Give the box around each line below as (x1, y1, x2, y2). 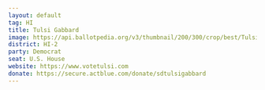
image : (8, 33, 30, 41)
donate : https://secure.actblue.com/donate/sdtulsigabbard (8, 70, 207, 77)
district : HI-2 (8, 41, 58, 49)
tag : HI (8, 19, 34, 27)
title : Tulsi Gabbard (8, 26, 80, 34)
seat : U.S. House (8, 56, 65, 63)
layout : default (8, 11, 62, 20)
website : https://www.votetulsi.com (8, 63, 129, 70)
